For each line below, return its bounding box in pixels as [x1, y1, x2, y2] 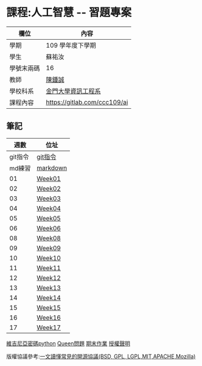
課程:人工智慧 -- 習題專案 [6, 5, 132, 20]
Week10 [36, 254, 61, 262]
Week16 [36, 313, 61, 321]
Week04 [36, 204, 61, 213]
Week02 [36, 184, 61, 192]
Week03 [36, 194, 61, 202]
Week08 [36, 233, 61, 242]
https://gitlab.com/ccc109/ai [46, 98, 128, 106]
